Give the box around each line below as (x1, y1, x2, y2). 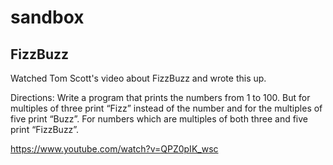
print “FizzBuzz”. (10, 124, 80, 135)
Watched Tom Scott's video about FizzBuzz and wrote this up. (10, 72, 267, 84)
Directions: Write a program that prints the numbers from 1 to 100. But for (10, 92, 311, 103)
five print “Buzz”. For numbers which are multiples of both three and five (10, 113, 309, 125)
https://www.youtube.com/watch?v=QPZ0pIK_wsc (10, 143, 219, 155)
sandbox (10, 6, 85, 29)
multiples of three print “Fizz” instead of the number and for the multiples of (10, 102, 323, 114)
